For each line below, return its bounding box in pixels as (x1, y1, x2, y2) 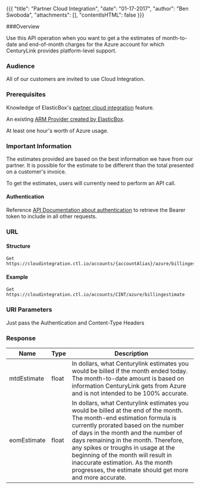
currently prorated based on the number (71, 421, 185, 429)
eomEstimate (9, 436, 46, 444)
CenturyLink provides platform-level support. (6, 47, 117, 54)
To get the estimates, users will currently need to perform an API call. (6, 179, 176, 186)
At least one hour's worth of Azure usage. (6, 127, 109, 134)
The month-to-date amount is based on (71, 375, 185, 383)
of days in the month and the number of (71, 429, 183, 437)
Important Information (6, 142, 72, 150)
